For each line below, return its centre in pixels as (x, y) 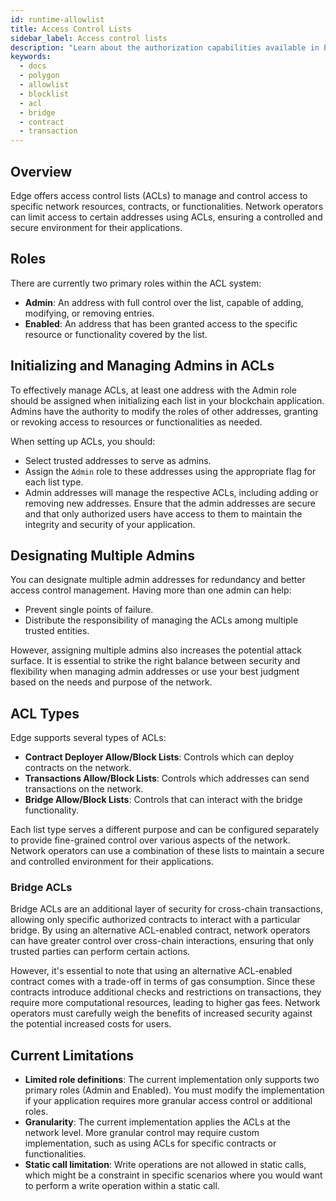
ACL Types (45, 713)
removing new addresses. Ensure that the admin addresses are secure (170, 503)
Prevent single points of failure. (89, 610)
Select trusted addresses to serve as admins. (118, 460)
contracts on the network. (78, 768)
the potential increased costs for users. (91, 1024)
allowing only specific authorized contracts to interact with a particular (155, 920)
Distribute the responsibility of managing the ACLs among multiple (161, 620)
